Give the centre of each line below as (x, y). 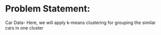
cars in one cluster (24, 27)
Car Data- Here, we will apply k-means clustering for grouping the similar (80, 22)
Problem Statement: (48, 9)
